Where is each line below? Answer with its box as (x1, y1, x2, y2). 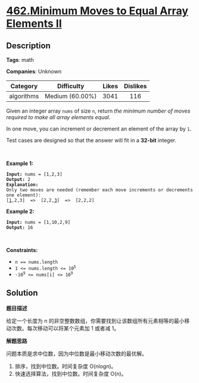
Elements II (6, 17, 63, 30)
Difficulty (57, 82, 85, 90)
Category (10, 82, 38, 90)
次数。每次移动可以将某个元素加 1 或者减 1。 (11, 325, 120, 332)
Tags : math (6, 57, 35, 63)
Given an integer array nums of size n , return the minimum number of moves (6, 107, 191, 114)
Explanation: (6, 182, 39, 188)
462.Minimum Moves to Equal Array (6, 4, 189, 18)
